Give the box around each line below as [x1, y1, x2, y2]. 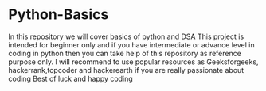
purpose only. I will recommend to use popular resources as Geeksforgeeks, [8, 57, 259, 66]
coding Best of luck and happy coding [8, 74, 133, 83]
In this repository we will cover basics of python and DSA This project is [8, 32, 244, 41]
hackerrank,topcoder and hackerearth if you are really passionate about [8, 65, 244, 74]
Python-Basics [8, 6, 109, 24]
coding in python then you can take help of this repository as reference [8, 48, 241, 58]
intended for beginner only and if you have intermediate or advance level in [8, 40, 255, 49]
